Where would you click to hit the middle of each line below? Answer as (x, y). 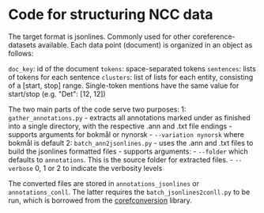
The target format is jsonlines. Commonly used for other (100, 36)
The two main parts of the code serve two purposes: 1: (97, 109)
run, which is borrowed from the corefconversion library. (100, 200)
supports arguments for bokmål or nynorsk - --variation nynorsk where (126, 134)
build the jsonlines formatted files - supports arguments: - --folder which (128, 151)
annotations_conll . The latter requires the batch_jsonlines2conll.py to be (129, 192)
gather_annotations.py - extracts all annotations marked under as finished (129, 117)
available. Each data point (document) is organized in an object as (145, 44)
